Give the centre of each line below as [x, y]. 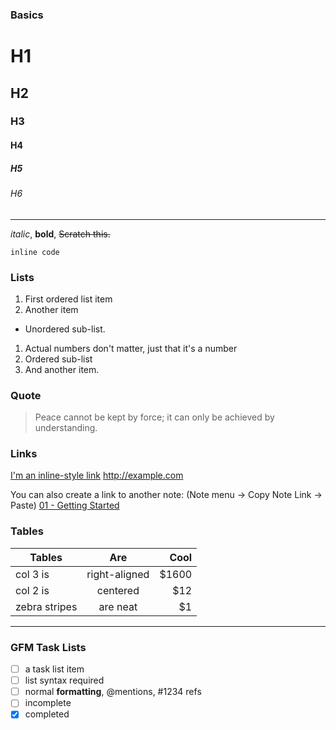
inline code [35, 252]
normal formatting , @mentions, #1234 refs [113, 692]
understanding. [66, 428]
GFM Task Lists [48, 647]
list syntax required [64, 680]
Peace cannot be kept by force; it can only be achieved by [154, 417]
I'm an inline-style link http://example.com [97, 475]
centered [118, 590]
